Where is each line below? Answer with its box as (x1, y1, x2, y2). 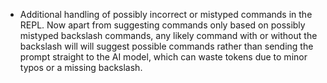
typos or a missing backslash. (19, 62, 143, 73)
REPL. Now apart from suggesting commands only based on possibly (19, 19, 306, 31)
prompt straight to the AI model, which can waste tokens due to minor (19, 51, 308, 63)
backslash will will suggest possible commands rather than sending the (19, 40, 314, 52)
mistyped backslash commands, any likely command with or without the (19, 30, 318, 41)
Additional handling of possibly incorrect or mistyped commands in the (19, 9, 313, 20)
